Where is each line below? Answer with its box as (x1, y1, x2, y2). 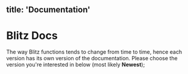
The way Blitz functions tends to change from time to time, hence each (6, 48, 183, 55)
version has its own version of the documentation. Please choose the (6, 55, 178, 62)
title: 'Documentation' (6, 5, 90, 15)
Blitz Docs (6, 29, 58, 42)
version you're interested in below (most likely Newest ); (6, 61, 145, 68)
